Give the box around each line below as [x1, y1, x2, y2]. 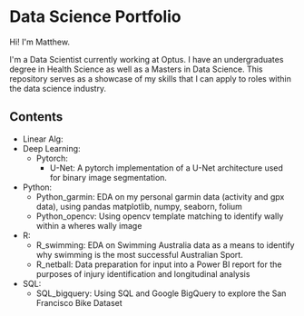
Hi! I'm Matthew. [9, 36, 71, 47]
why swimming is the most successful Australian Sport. [35, 249, 243, 260]
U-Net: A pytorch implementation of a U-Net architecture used [49, 162, 284, 173]
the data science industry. [9, 83, 107, 94]
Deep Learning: [22, 143, 81, 153]
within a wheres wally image [35, 220, 142, 231]
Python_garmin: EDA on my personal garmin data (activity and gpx [35, 191, 285, 202]
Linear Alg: [22, 133, 64, 144]
